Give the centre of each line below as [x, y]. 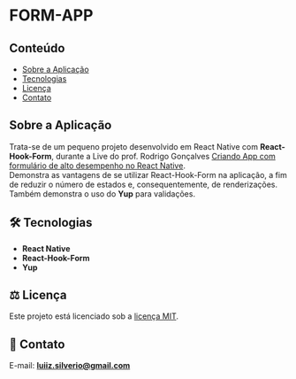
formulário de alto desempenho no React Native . [97, 166]
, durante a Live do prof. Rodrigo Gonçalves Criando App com [163, 156]
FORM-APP [51, 15]
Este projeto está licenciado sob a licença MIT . [94, 316]
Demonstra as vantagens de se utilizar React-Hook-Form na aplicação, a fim [148, 174]
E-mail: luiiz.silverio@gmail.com [70, 366]
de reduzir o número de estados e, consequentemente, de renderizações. [144, 184]
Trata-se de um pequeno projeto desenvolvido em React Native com [134, 146]
